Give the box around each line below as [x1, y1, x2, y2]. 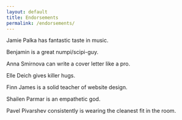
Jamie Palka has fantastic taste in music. [6, 37, 109, 44]
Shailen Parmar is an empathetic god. [6, 95, 101, 103]
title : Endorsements [6, 15, 59, 21]
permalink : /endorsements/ [6, 20, 75, 26]
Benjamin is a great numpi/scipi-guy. [6, 48, 99, 56]
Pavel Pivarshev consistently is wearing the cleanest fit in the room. [6, 107, 177, 115]
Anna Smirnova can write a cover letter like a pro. [6, 60, 131, 67]
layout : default [6, 8, 48, 15]
